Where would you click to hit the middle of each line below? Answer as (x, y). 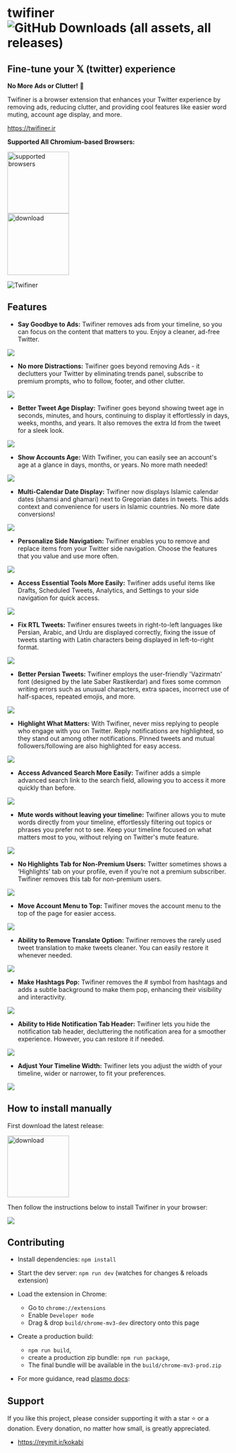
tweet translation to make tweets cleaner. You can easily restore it (113, 948)
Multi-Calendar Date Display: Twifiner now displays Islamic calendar (118, 491)
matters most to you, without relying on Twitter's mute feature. (108, 837)
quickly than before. (46, 787)
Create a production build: (55, 1337)
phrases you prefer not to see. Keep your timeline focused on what (114, 829)
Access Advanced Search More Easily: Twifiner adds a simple (109, 773)
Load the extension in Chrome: (62, 1294)
